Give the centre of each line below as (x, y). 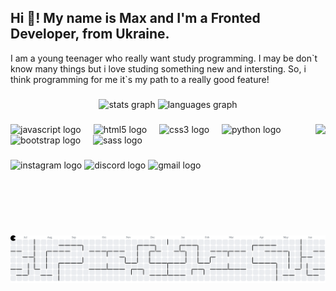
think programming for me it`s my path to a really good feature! (140, 79)
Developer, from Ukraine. (90, 34)
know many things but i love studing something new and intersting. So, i (158, 68)
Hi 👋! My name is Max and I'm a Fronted (135, 18)
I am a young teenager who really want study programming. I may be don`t (164, 58)
